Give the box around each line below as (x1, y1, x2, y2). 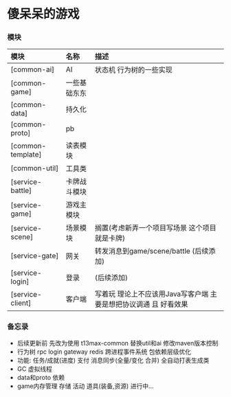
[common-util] (10, 163, 59, 173)
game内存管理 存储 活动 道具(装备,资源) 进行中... (16, 382, 154, 390)
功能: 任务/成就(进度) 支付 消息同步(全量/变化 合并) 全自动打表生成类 (16, 356, 210, 364)
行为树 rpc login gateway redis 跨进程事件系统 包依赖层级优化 (16, 348, 191, 356)
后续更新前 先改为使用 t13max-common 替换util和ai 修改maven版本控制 (16, 339, 219, 347)
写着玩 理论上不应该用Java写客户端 (94, 289, 209, 299)
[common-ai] (10, 65, 55, 74)
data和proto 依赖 (16, 373, 65, 381)
